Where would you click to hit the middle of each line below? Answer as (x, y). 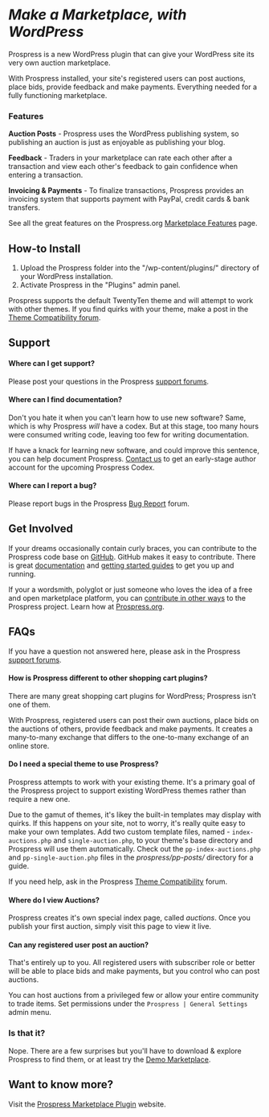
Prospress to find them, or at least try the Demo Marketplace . (110, 1059)
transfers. (24, 207)
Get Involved (41, 529)
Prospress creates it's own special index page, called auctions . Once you (130, 918)
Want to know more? (61, 1084)
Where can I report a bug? (53, 486)
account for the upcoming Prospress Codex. (82, 467)
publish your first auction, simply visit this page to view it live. (110, 926)
